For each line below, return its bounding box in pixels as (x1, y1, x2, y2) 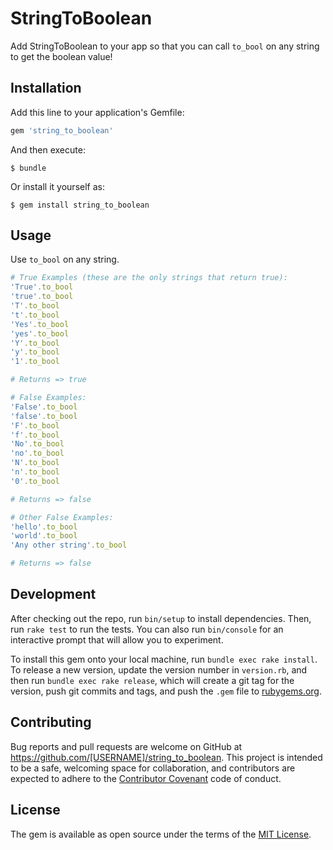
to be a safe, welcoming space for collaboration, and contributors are (10, 762, 296, 774)
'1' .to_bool (10, 357, 60, 367)
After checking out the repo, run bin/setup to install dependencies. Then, (10, 612, 312, 624)
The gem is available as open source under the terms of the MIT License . (10, 828, 312, 840)
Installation (10, 80, 82, 97)
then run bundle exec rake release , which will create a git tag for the (10, 674, 295, 686)
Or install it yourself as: (10, 180, 105, 192)
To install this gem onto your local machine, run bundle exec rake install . (10, 653, 318, 665)
